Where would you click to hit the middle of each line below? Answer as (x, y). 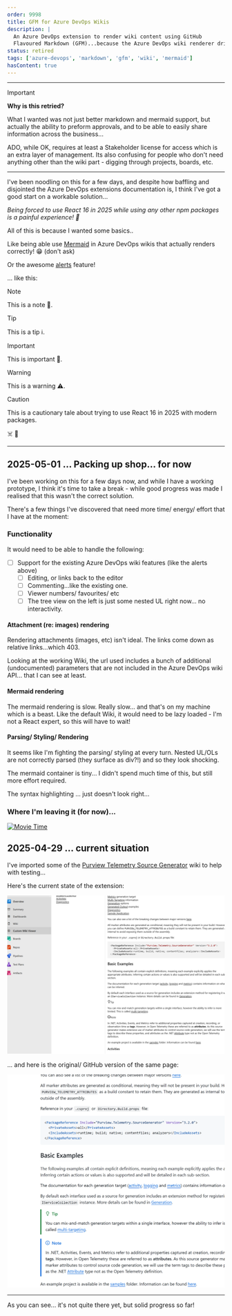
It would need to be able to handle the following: (76, 549)
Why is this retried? (36, 106)
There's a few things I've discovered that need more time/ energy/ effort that (116, 509)
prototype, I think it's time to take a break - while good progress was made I (115, 488)
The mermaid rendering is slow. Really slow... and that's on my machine (109, 707)
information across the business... (55, 134)
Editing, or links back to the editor (75, 578)
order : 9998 (24, 14)
